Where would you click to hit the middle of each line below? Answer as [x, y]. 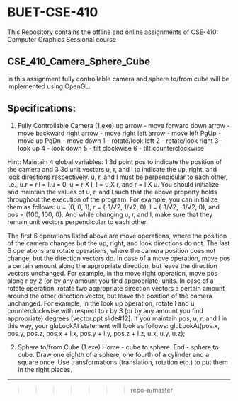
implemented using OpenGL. [49, 86]
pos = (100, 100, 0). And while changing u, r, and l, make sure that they [110, 214]
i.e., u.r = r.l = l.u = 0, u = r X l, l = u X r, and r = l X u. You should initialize [113, 184]
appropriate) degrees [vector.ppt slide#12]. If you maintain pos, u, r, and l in [117, 318]
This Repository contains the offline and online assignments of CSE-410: [113, 32]
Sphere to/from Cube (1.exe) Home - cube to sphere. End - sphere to [118, 347]
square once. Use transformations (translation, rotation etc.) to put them [123, 362]
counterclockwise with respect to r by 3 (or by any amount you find [106, 310]
